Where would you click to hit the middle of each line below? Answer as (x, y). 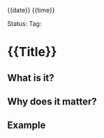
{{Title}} (32, 52)
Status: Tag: (24, 23)
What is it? (31, 77)
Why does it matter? (52, 101)
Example (27, 125)
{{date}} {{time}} (31, 10)
